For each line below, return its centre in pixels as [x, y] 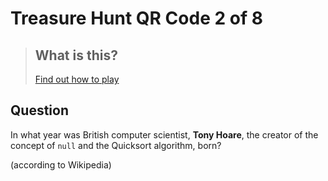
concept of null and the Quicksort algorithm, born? [116, 145]
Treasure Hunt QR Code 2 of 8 [136, 18]
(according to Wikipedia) [61, 164]
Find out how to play [77, 79]
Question [39, 110]
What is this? [76, 55]
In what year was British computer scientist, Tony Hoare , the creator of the [164, 134]
